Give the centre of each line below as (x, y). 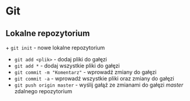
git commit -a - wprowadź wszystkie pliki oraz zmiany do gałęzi (94, 78)
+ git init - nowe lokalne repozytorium (55, 47)
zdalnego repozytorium (43, 91)
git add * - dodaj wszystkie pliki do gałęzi (67, 66)
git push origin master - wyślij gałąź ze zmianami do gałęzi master (99, 85)
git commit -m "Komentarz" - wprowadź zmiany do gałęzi (85, 72)
